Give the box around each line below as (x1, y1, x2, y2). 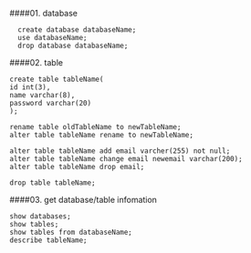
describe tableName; (9, 236, 89, 245)
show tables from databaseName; (9, 228, 132, 237)
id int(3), (9, 83, 51, 92)
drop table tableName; (9, 178, 96, 187)
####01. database (9, 8, 78, 18)
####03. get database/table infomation (9, 195, 158, 205)
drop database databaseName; (17, 41, 129, 50)
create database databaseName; (17, 25, 137, 35)
